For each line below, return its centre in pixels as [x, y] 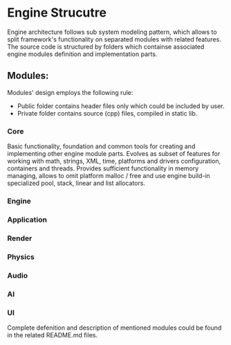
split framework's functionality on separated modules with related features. [114, 39]
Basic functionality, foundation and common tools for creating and [101, 146]
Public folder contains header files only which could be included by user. [121, 106]
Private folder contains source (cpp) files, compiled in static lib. [107, 113]
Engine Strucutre [57, 13]
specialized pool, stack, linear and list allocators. [76, 183]
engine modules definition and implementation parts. [82, 54]
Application [27, 220]
